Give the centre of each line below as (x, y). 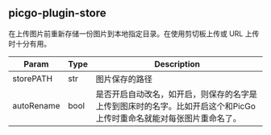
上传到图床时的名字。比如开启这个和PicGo (176, 106)
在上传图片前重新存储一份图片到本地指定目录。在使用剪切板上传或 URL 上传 (134, 33)
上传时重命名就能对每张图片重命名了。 (169, 118)
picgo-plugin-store (57, 13)
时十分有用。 (29, 43)
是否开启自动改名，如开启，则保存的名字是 (177, 94)
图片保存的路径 (124, 79)
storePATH (33, 78)
